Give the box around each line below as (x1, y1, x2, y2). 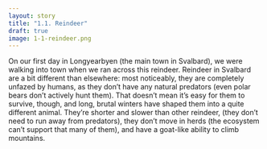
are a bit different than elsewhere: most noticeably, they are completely (8, 73, 244, 83)
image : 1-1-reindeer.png (8, 34, 92, 43)
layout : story (8, 11, 56, 20)
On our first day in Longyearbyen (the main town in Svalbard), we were (8, 56, 243, 66)
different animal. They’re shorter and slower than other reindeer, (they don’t (8, 108, 259, 118)
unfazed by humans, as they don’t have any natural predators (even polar (8, 82, 251, 92)
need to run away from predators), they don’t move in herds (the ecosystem (8, 116, 260, 126)
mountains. (8, 134, 46, 143)
